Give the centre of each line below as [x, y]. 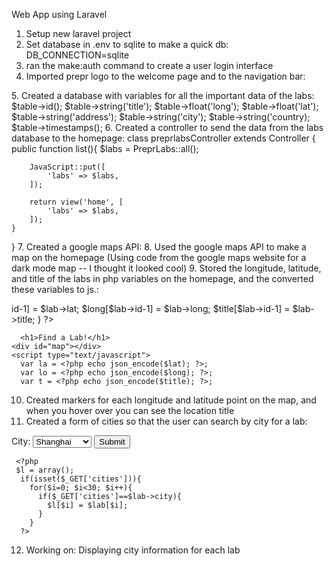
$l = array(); [45, 470]
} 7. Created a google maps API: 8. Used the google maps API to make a [159, 247]
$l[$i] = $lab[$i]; [88, 505]
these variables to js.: [55, 289]
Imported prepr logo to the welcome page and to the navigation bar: [165, 76]
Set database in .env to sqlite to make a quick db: [127, 44]
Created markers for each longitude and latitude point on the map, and [171, 400]
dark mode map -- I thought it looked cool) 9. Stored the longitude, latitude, [166, 268]
